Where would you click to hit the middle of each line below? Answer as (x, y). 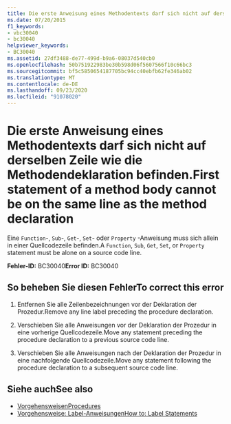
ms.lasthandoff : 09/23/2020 (47, 90)
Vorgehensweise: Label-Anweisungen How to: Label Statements (107, 413)
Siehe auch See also (50, 389)
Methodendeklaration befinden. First (113, 175)
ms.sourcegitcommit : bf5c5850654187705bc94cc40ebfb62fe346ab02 (100, 71)
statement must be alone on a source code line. (75, 252)
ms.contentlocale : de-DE (43, 84)
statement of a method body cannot (112, 190)
